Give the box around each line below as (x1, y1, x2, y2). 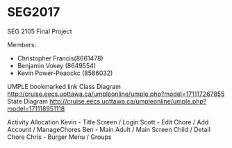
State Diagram (7, 97, 49, 105)
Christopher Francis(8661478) (17, 54, 103, 63)
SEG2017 (7, 4, 60, 20)
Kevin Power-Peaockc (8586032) (17, 69, 113, 77)
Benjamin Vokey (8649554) (17, 61, 96, 69)
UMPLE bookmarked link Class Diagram (7, 82, 122, 90)
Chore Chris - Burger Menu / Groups (7, 133, 112, 141)
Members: (7, 40, 37, 49)
